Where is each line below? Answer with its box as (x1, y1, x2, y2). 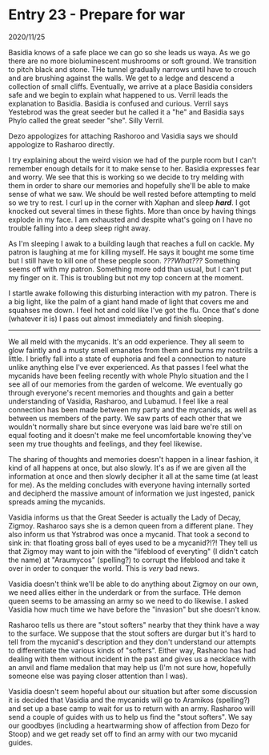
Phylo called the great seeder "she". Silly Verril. (8, 115, 164, 125)
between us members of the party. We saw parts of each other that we (8, 413, 243, 423)
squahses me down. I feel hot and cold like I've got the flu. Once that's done (8, 305, 259, 315)
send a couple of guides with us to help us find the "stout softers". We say (8, 712, 253, 721)
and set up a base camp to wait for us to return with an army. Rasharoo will (8, 703, 255, 713)
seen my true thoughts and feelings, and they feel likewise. (8, 439, 203, 448)
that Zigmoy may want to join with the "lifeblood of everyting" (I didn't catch (8, 546, 259, 556)
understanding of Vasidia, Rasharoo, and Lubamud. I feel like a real (8, 396, 229, 406)
